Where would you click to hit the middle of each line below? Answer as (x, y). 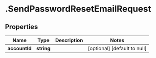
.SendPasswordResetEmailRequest (78, 9)
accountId (20, 48)
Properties (22, 27)
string (44, 48)
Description (69, 40)
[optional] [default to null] (117, 48)
